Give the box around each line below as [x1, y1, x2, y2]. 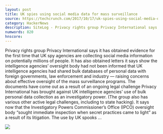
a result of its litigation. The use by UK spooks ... [5, 115, 102, 120]
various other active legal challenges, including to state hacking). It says [5, 99, 149, 105]
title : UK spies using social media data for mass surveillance [5, 12, 138, 17]
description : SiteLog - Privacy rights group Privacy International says [5, 25, 158, 30]
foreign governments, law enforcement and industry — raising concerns [5, 73, 149, 79]
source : [5, 16, 21, 21]
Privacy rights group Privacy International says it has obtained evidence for [5, 47, 155, 53]
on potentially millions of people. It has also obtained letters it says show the [5, 58, 158, 64]
